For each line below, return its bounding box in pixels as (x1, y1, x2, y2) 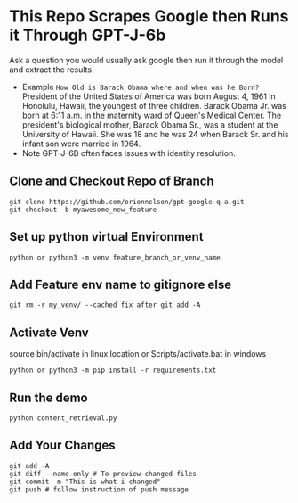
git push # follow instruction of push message (9, 484, 189, 494)
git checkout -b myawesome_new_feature (9, 205, 157, 214)
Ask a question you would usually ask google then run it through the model (9, 54, 284, 65)
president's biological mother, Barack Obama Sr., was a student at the (21, 119, 278, 130)
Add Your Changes (9, 438, 116, 453)
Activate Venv (9, 325, 89, 340)
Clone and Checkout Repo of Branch (9, 174, 215, 189)
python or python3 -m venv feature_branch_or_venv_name (9, 252, 221, 262)
